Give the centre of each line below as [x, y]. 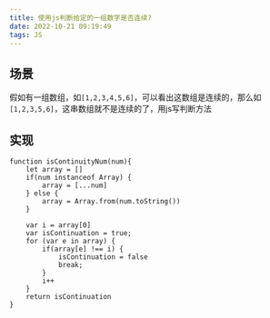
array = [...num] [75, 185]
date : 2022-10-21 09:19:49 [60, 26]
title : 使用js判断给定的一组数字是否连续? [80, 18]
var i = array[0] [59, 225]
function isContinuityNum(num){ [70, 162]
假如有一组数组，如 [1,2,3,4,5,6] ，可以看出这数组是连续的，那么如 [135, 97]
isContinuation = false [103, 257]
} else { [42, 194]
